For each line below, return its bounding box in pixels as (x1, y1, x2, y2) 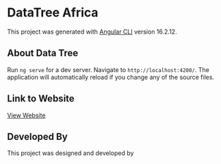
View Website (7, 111, 46, 119)
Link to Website (7, 93, 75, 104)
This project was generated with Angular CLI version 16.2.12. (7, 27, 177, 36)
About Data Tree (7, 47, 79, 59)
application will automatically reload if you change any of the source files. (7, 73, 214, 81)
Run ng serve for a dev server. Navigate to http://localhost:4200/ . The (7, 65, 210, 73)
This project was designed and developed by (7, 149, 134, 157)
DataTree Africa (7, 5, 99, 21)
